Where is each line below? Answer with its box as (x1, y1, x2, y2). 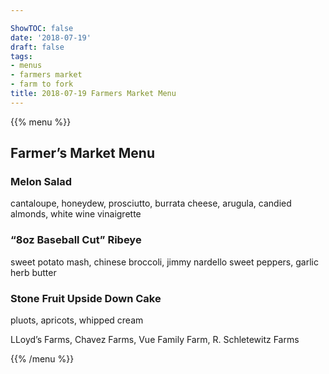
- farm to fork (10, 79, 74, 90)
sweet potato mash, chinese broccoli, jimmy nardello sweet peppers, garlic (10, 256, 319, 268)
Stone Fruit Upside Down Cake (10, 291, 162, 305)
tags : (10, 51, 33, 61)
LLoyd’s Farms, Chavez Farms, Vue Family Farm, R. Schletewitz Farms (10, 334, 300, 346)
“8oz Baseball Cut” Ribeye (10, 233, 142, 247)
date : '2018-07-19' (10, 32, 92, 43)
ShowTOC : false (10, 23, 74, 33)
